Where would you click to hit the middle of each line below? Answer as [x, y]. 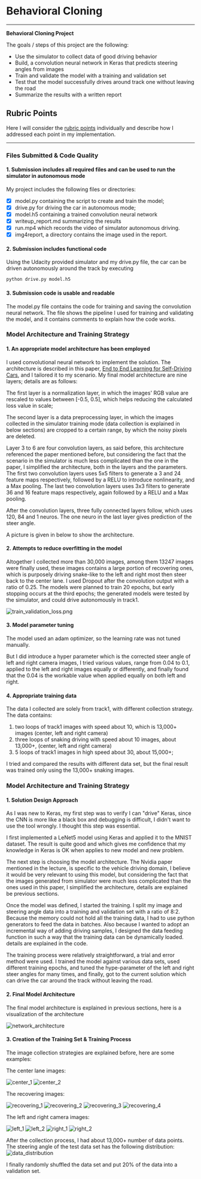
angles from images [39, 69]
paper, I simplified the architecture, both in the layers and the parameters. [97, 467]
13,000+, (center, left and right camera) [63, 746]
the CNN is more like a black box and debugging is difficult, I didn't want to [98, 820]
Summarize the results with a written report [68, 95]
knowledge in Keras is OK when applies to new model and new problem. [95, 850]
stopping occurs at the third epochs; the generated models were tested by [98, 593]
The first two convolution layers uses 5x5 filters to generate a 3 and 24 [94, 473]
